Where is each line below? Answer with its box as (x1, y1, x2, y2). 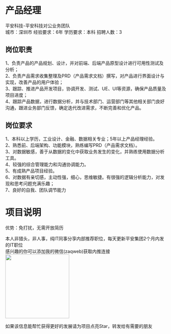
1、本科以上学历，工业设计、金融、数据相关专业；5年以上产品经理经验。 (5, 136, 157, 142)
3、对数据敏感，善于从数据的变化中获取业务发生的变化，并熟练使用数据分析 (5, 148, 165, 154)
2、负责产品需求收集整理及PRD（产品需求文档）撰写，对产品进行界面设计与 (5, 73, 165, 79)
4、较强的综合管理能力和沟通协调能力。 (5, 161, 89, 167)
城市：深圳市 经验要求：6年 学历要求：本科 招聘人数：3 (5, 29, 123, 35)
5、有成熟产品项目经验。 (5, 167, 58, 174)
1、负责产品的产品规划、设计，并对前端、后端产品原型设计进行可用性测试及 (5, 60, 164, 66)
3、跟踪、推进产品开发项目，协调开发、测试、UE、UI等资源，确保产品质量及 (5, 85, 166, 92)
